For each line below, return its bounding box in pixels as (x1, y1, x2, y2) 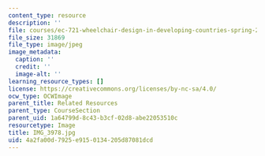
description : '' (8, 19, 62, 27)
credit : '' (15, 63, 51, 71)
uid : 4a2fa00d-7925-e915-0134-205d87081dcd (8, 136, 154, 144)
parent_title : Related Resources (8, 99, 118, 107)
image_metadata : (8, 48, 62, 56)
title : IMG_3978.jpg (8, 128, 77, 136)
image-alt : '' (15, 70, 62, 78)
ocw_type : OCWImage (8, 92, 73, 100)
